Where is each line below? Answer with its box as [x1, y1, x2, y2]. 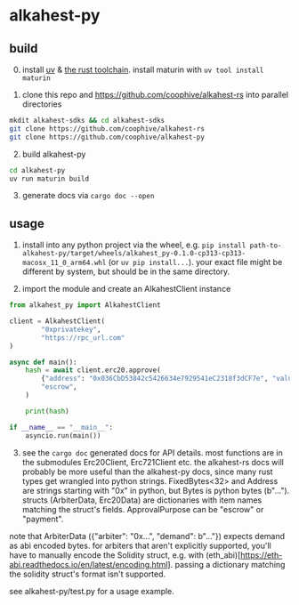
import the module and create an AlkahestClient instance [21, 284, 231, 294]
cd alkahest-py [9, 165, 66, 174]
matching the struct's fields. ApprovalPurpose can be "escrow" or [21, 504, 264, 514]
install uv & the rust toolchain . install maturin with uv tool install [21, 64, 264, 75]
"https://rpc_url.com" [41, 333, 125, 343]
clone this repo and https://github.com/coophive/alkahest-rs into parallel [21, 90, 289, 100]
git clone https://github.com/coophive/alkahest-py [9, 133, 205, 141]
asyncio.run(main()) [25, 431, 101, 440]
